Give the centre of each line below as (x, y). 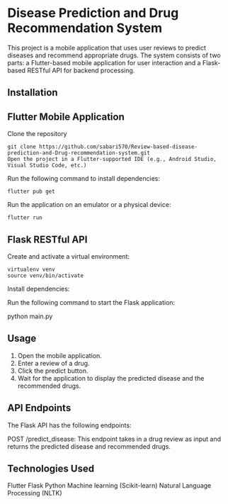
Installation (33, 93)
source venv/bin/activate (45, 275)
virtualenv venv (31, 269)
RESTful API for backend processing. (81, 70)
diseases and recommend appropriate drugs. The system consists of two (114, 55)
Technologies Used (51, 468)
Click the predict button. (53, 371)
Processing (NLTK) (35, 493)
